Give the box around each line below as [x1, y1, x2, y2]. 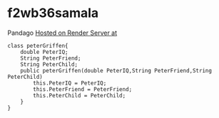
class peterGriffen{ [7, 42, 69, 49]
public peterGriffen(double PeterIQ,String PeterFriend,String [20, 67, 213, 74]
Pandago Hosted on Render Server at [7, 28, 118, 37]
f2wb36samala [7, 5, 99, 21]
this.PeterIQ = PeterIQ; [33, 80, 107, 87]
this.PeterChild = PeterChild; [33, 92, 126, 99]
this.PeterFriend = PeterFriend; [33, 85, 133, 93]
